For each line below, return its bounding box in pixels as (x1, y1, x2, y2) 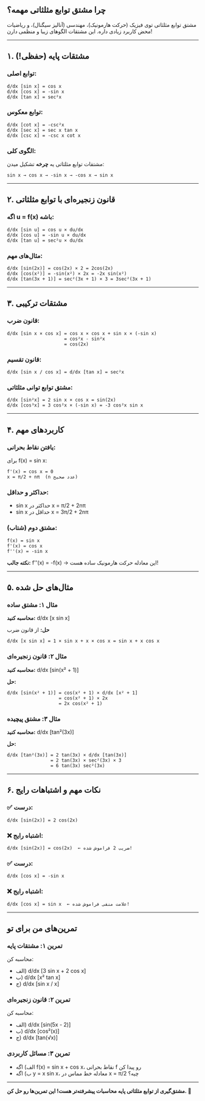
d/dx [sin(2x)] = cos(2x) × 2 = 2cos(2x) (7, 265, 114, 272)
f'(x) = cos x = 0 (7, 469, 54, 475)
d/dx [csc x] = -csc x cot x (7, 132, 81, 139)
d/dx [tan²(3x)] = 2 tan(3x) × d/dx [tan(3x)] (7, 752, 127, 758)
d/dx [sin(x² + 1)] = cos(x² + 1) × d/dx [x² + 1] (7, 690, 138, 696)
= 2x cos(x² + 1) (58, 700, 103, 707)
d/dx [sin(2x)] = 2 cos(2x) (7, 817, 78, 823)
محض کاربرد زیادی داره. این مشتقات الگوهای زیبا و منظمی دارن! (7, 27, 153, 35)
